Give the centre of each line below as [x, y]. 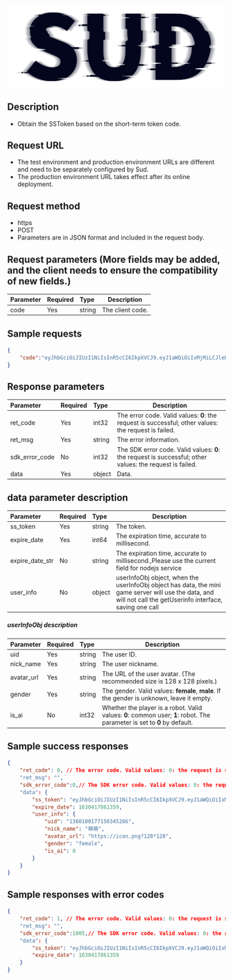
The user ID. [119, 654]
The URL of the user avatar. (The [148, 674]
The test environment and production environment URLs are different [116, 162]
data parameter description [68, 497]
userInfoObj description [42, 625]
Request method [44, 206]
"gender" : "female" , [74, 843]
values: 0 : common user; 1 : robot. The [156, 715]
